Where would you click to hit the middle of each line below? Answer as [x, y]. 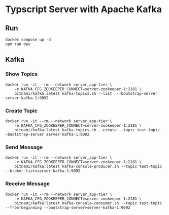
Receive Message [28, 184]
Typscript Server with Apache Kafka [84, 9]
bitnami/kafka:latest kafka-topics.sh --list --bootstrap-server [86, 93]
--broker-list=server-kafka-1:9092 [43, 171]
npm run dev [18, 44]
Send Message [24, 147]
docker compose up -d [28, 40]
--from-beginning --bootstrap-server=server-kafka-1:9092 [68, 207]
